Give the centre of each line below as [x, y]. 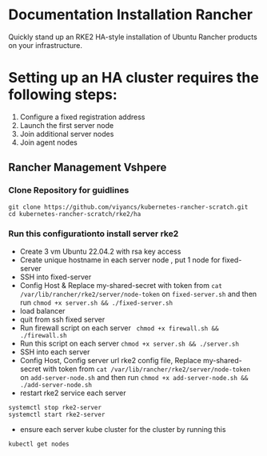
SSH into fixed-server [56, 277]
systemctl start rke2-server [57, 414]
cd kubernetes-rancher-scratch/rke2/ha [75, 214]
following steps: [63, 95]
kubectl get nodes [39, 444]
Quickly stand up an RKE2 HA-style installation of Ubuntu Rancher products [133, 37]
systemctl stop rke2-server [55, 407]
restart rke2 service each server [73, 393]
